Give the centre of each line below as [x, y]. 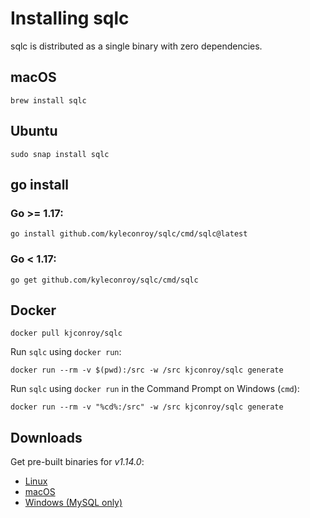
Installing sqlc [70, 18]
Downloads [46, 437]
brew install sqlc [48, 100]
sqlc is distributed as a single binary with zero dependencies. [136, 46]
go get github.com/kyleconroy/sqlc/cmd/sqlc [104, 280]
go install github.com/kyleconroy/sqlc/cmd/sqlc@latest [129, 234]
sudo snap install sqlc [60, 154]
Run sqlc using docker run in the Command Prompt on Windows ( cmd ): [155, 389]
